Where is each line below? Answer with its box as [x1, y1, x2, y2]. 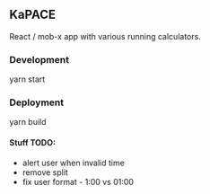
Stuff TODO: [9, 137, 57, 147]
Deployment [9, 96, 65, 109]
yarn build [9, 117, 47, 128]
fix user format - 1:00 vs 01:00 [22, 176, 135, 187]
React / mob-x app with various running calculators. [9, 31, 202, 41]
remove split [22, 166, 69, 178]
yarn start [9, 74, 46, 84]
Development [9, 53, 70, 66]
